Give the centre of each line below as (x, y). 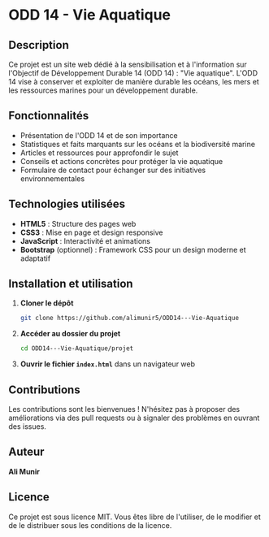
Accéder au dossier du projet (70, 334)
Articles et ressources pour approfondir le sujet (99, 153)
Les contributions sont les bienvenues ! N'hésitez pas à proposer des (124, 409)
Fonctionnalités (49, 116)
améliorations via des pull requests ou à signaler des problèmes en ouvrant (134, 418)
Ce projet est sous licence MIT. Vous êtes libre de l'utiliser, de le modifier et (135, 517)
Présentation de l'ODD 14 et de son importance (99, 135)
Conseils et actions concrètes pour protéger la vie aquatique (121, 161)
